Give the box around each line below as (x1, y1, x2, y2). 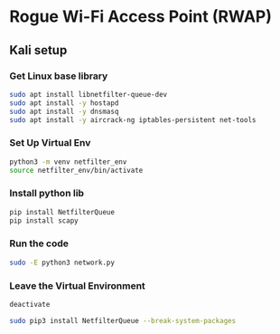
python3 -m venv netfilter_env (9, 157, 127, 167)
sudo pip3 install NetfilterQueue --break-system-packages (9, 316, 237, 325)
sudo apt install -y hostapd (9, 98, 119, 108)
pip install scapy (9, 215, 79, 225)
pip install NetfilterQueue (9, 207, 116, 216)
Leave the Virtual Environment (9, 279, 146, 291)
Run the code (9, 237, 70, 250)
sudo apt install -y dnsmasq (9, 107, 119, 116)
